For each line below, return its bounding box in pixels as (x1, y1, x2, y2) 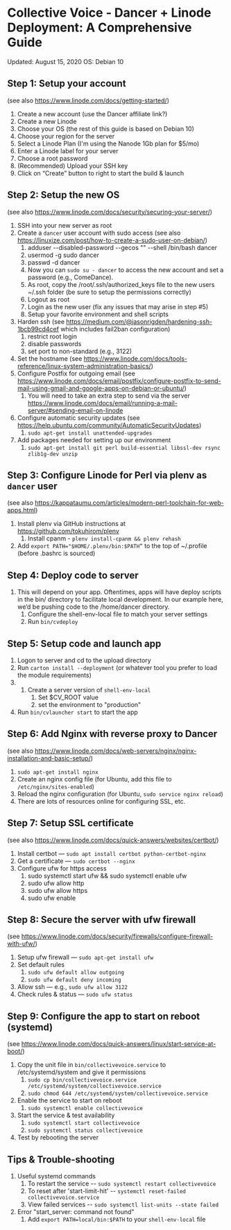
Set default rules (17, 960, 65, 969)
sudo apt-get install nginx (17, 768, 99, 776)
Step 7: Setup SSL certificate (7, 817, 134, 830)
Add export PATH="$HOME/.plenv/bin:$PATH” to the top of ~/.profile (17, 542, 207, 550)
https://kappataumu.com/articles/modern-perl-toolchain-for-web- (34, 499, 224, 507)
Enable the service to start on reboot (17, 1096, 123, 1105)
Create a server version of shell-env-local (27, 686, 151, 694)
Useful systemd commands (17, 1172, 96, 1181)
